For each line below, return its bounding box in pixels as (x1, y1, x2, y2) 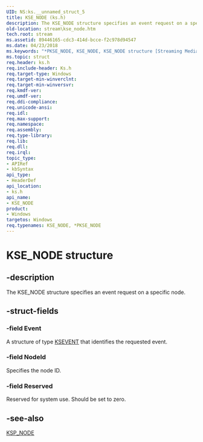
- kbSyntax (6, 166, 34, 172)
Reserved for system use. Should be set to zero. (6, 395, 126, 403)
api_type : (6, 172, 31, 178)
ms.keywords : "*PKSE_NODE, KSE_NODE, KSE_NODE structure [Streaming (6, 48, 182, 54)
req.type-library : (6, 132, 53, 139)
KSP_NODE (6, 429, 34, 436)
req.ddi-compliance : (6, 99, 59, 105)
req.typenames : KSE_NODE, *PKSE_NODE (6, 223, 101, 229)
